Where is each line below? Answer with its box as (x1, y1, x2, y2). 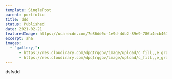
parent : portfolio (5, 12, 45, 17)
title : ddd (5, 17, 29, 22)
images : (5, 41, 22, 46)
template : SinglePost (5, 7, 52, 13)
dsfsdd (5, 69, 20, 75)
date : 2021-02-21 (5, 27, 42, 32)
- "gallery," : (10, 45, 40, 50)
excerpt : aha (5, 36, 33, 41)
